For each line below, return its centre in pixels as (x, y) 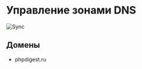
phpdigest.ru (30, 59)
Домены (23, 45)
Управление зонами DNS (71, 10)
